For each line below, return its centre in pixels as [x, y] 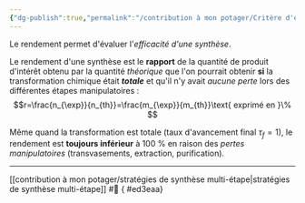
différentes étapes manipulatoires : [74, 90]
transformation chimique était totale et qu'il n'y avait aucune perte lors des [150, 81]
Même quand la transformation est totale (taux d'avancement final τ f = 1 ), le [151, 133]
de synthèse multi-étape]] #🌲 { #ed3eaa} [86, 189]
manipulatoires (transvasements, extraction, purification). [117, 153]
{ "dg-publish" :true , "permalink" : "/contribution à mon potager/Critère [146, 18]
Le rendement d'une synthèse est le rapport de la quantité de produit [139, 61]
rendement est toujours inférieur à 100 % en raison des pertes [127, 144]
